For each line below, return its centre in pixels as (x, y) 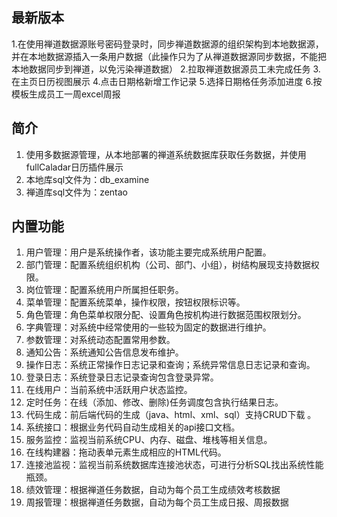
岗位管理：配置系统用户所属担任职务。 (104, 290)
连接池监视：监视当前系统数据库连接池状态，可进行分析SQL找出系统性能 (174, 465)
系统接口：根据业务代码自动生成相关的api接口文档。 (133, 427)
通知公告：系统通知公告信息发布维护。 (104, 352)
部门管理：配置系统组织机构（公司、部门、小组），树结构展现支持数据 (168, 265)
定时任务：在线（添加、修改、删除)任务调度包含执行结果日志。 (154, 402)
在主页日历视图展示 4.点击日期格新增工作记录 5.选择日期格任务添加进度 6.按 (167, 81)
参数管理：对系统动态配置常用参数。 (100, 340)
